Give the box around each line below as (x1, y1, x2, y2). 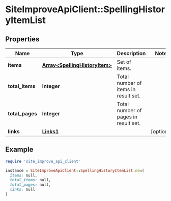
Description (117, 50, 146, 57)
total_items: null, (10, 178, 51, 183)
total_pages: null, (10, 182, 51, 187)
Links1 (42, 128, 59, 135)
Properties (5, 35, 40, 43)
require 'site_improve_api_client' (5, 159, 81, 164)
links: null (10, 187, 36, 192)
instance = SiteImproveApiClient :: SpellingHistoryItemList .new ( (5, 168, 145, 173)
